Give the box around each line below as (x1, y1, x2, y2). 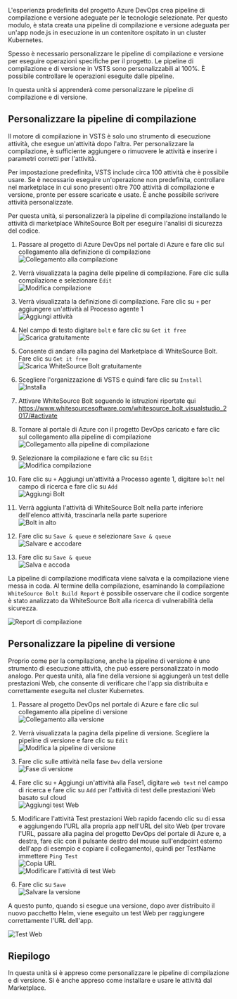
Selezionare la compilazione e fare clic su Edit (18, 453, 153, 462)
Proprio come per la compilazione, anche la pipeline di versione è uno (8, 657, 210, 665)
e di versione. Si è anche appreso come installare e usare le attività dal (8, 977, 212, 985)
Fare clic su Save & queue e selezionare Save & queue (18, 531, 172, 540)
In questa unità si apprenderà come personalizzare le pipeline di (8, 86, 194, 94)
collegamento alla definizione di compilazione (18, 247, 151, 256)
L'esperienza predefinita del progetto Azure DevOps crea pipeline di (8, 6, 205, 14)
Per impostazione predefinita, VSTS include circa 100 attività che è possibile (8, 168, 229, 176)
